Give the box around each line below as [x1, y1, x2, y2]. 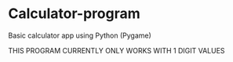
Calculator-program [8, 5, 140, 23]
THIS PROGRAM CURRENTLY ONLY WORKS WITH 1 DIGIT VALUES [8, 46, 225, 55]
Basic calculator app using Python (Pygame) [8, 31, 151, 40]
